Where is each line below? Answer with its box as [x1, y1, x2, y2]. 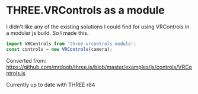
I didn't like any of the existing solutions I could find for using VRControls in [6, 23, 190, 30]
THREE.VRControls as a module [6, 4, 165, 17]
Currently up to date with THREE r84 [6, 81, 95, 88]
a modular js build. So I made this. [6, 29, 89, 36]
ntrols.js [6, 69, 25, 77]
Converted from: [6, 57, 46, 64]
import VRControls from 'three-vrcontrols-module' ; [6, 41, 136, 47]
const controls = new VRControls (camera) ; [6, 46, 113, 52]
